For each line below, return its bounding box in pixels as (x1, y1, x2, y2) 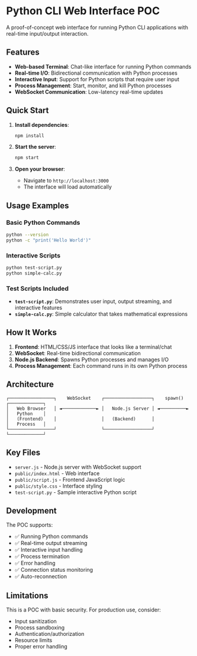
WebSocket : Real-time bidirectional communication (14, 349, 141, 356)
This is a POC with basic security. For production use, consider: (6, 606, 162, 613)
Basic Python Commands (6, 218, 80, 227)
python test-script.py (6, 265, 62, 271)
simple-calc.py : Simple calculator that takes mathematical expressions (14, 310, 188, 318)
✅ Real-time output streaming (14, 540, 88, 547)
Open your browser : (14, 165, 65, 173)
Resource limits (14, 636, 53, 644)
